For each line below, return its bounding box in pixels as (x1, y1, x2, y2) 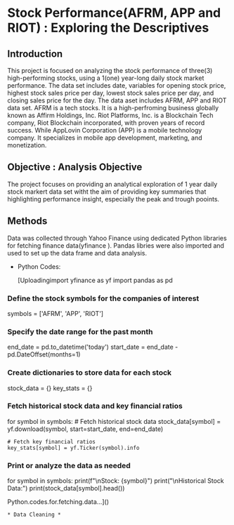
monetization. (7, 141, 47, 149)
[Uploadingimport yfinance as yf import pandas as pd (17, 276, 174, 284)
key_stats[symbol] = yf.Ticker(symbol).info (7, 444, 140, 451)
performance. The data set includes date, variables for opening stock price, (7, 81, 226, 89)
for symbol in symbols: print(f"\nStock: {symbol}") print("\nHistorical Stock (7, 477, 225, 485)
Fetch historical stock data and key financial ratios (7, 401, 183, 411)
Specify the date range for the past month (7, 326, 153, 336)
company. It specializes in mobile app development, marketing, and (7, 133, 202, 142)
